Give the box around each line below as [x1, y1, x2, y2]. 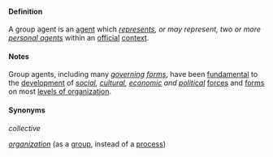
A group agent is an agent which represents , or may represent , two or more [8, 24, 262, 34]
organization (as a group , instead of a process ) [8, 138, 167, 149]
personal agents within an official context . [8, 33, 149, 43]
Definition [8, 6, 43, 16]
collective [8, 123, 41, 133]
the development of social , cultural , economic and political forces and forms [8, 78, 265, 88]
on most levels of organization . [8, 87, 112, 96]
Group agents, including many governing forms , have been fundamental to [8, 70, 258, 79]
